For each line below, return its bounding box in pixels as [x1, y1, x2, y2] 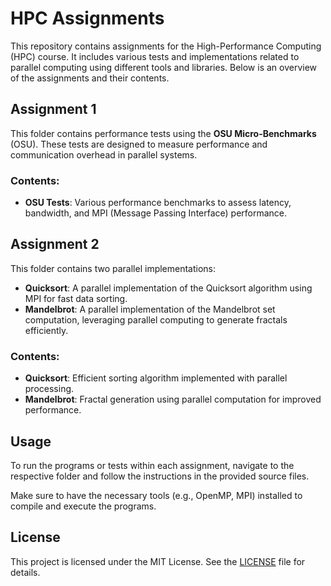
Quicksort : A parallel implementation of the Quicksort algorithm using [24, 282, 313, 294]
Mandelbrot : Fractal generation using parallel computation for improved [24, 393, 322, 406]
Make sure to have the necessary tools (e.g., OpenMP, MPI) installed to [10, 489, 303, 501]
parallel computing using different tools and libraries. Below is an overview [10, 61, 318, 73]
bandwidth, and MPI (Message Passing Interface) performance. [24, 207, 288, 219]
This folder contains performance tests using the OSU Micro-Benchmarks [10, 127, 317, 139]
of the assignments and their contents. [10, 72, 170, 84]
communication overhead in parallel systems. [10, 148, 198, 161]
